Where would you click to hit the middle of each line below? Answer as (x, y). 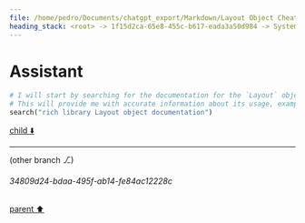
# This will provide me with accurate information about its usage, (142, 104)
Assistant (46, 71)
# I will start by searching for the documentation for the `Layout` (144, 96)
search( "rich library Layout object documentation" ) (111, 113)
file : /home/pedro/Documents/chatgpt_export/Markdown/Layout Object (142, 18)
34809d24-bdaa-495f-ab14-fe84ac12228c (91, 181)
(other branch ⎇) (42, 160)
